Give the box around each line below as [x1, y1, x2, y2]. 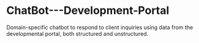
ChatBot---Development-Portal [6, 4, 170, 18]
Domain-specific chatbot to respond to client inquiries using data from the [6, 24, 193, 31]
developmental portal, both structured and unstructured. [6, 30, 149, 37]
